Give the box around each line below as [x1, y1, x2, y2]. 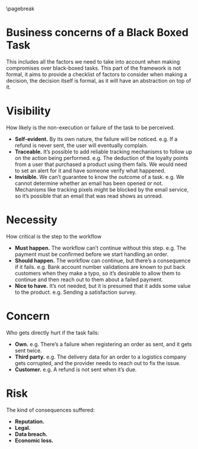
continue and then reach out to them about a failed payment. [14, 276, 163, 283]
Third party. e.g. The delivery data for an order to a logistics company [14, 353, 187, 360]
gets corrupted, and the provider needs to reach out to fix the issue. [14, 359, 181, 366]
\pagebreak [6, 5, 34, 12]
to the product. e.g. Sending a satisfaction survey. [14, 288, 137, 296]
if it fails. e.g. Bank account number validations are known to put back [14, 263, 186, 270]
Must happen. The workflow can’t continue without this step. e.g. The [14, 244, 187, 252]
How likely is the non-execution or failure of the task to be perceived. [6, 124, 175, 131]
